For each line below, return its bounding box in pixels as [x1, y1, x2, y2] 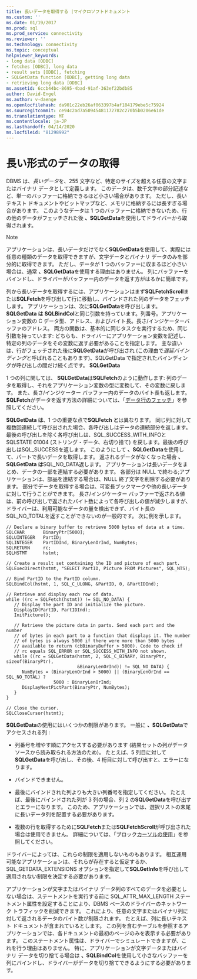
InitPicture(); [14, 612, 51, 618]
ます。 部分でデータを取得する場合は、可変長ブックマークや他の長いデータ [6, 483, 188, 490]
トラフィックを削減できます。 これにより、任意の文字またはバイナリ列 [12, 908, 183, 915]
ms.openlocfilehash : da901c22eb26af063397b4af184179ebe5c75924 [6, 102, 165, 108]
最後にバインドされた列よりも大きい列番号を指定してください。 [14, 788, 169, 795]
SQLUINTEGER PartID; [6, 534, 62, 541]
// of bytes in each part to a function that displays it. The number [14, 633, 191, 639]
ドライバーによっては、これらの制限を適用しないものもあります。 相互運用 [6, 850, 187, 857]
